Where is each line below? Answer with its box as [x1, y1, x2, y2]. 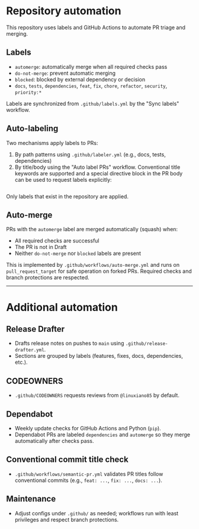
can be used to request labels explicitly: [14, 176, 112, 183]
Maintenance [6, 494, 56, 504]
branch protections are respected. [6, 274, 90, 281]
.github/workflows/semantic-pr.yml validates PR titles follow [14, 470, 163, 477]
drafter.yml [14, 347, 44, 353]
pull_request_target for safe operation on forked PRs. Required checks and [6, 267, 192, 275]
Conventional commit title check [6, 455, 129, 465]
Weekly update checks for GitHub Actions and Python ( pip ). [14, 425, 161, 432]
